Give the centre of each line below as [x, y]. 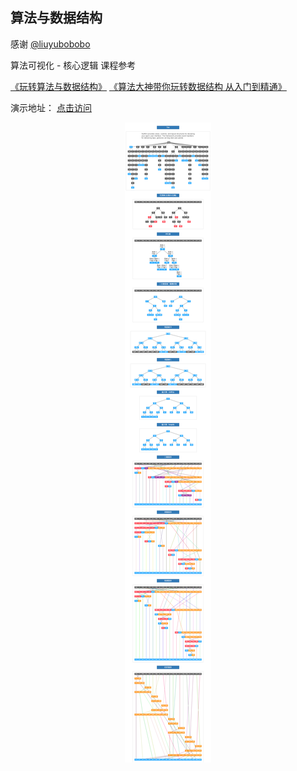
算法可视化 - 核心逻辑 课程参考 [73, 65]
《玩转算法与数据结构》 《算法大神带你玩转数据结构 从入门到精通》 [148, 86]
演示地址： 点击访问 [51, 107]
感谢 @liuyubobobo [50, 44]
